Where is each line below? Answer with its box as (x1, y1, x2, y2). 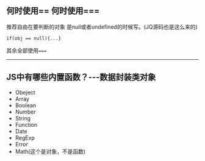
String (15, 115, 31, 122)
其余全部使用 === (6, 46, 47, 54)
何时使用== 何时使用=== (6, 5, 100, 16)
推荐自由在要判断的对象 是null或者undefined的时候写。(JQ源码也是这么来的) (6, 23, 198, 30)
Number (15, 108, 36, 115)
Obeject (15, 88, 35, 96)
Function (15, 121, 38, 128)
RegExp (15, 134, 35, 141)
